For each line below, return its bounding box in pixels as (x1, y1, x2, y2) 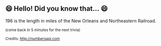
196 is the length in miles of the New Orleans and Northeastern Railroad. (5, 17, 156, 23)
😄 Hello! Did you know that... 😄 (5, 4, 108, 13)
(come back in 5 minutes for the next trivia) (5, 27, 80, 32)
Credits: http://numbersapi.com (5, 36, 60, 41)
